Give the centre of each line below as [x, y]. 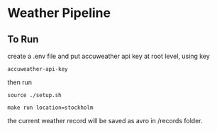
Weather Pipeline [59, 13]
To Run [23, 39]
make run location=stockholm [50, 108]
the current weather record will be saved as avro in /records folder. [105, 121]
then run [20, 82]
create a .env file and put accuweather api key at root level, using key [109, 56]
